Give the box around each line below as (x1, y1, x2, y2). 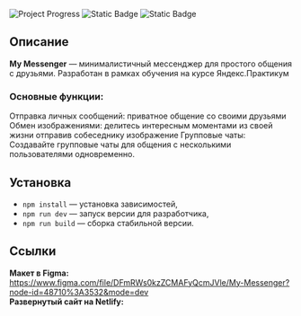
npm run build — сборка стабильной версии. (22, 217, 195, 228)
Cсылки (9, 243, 57, 259)
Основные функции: (9, 90, 104, 102)
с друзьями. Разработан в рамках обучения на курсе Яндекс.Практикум (9, 67, 289, 78)
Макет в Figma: (9, 268, 69, 278)
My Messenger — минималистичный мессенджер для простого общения (9, 58, 292, 69)
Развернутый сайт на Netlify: (9, 296, 124, 307)
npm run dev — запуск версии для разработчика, (22, 207, 209, 219)
